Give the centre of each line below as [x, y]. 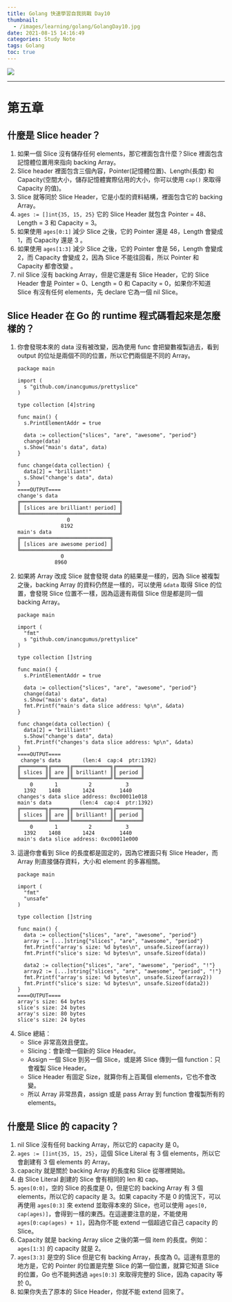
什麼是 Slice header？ [54, 136]
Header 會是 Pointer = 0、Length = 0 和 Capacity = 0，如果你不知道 [114, 283]
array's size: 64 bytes [51, 1001]
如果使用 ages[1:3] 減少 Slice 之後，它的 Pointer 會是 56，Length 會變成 [120, 248]
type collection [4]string [56, 405]
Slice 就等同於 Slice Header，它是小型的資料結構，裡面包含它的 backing [120, 196]
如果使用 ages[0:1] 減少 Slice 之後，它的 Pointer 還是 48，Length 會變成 [120, 231]
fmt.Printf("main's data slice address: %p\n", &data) [104, 706]
